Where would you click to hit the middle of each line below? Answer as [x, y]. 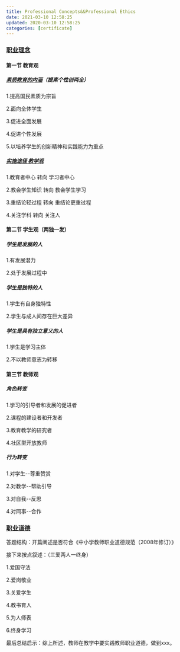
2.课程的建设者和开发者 [35, 417]
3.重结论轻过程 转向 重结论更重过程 [49, 202]
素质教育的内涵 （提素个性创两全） [48, 80]
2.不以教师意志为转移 [32, 360]
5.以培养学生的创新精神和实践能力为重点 [55, 146]
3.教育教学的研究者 [29, 430]
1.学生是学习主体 [26, 347]
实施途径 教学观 [25, 161]
